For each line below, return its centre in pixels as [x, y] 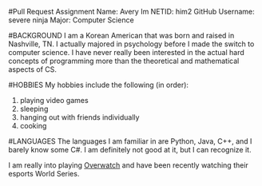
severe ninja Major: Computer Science [71, 20]
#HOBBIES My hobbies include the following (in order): [99, 85]
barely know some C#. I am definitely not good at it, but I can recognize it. [130, 150]
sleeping [34, 109]
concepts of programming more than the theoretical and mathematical [124, 61]
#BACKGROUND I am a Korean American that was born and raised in [121, 36]
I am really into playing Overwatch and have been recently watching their [129, 165]
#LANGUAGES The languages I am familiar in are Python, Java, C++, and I [130, 141]
